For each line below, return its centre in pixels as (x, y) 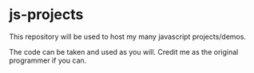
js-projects (46, 15)
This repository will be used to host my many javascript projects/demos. (128, 36)
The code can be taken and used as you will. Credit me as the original (124, 52)
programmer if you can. (48, 60)
